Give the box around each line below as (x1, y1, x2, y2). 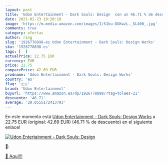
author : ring (5, 35, 32, 40)
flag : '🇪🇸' (5, 81, 30, 86)
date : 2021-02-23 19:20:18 (5, 16, 61, 21)
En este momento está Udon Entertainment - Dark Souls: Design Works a (5, 114, 156, 120)
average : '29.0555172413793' (5, 100, 66, 105)
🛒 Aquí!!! (5, 153, 23, 160)
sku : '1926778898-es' (5, 44, 50, 49)
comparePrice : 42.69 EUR (5, 68, 57, 73)
